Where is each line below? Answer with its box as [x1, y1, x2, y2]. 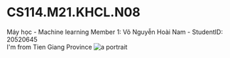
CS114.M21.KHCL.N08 [6, 4, 141, 21]
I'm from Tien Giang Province [6, 42, 93, 51]
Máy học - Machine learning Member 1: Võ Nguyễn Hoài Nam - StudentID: [6, 28, 223, 36]
